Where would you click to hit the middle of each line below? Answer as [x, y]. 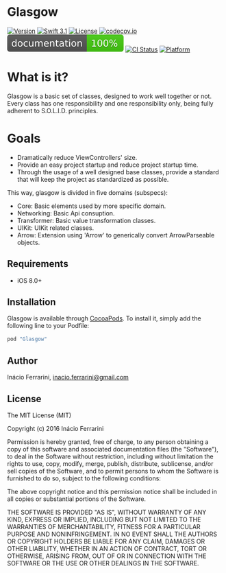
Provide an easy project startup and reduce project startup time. [108, 165]
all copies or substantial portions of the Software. [76, 499]
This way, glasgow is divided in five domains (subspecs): [87, 192]
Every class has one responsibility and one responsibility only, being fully [110, 103]
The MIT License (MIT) [39, 415]
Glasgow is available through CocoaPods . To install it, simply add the [104, 318]
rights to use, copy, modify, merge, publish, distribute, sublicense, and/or [110, 463]
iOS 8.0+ [29, 280]
